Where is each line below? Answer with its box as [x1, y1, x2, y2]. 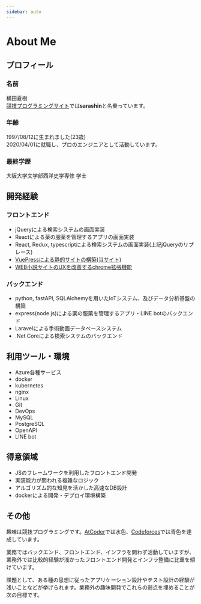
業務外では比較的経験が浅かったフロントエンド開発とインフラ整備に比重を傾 [6, 556, 196, 563]
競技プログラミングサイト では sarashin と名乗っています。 [6, 102, 149, 109]
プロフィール [6, 60, 54, 70]
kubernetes [14, 381, 44, 389]
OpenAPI [14, 427, 37, 434]
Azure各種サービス [14, 368, 62, 376]
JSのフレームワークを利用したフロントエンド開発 [14, 469, 137, 476]
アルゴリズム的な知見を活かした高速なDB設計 [14, 484, 128, 491]
